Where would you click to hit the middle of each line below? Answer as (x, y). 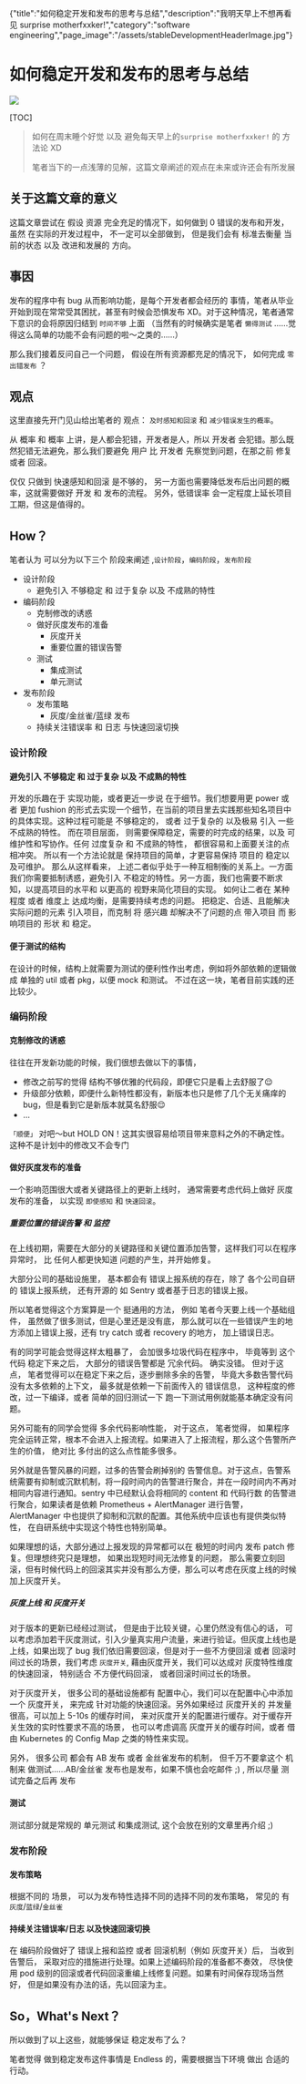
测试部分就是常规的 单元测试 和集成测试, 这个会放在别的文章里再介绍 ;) (142, 1824)
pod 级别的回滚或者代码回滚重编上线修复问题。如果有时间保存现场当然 (152, 1973)
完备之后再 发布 (46, 1781)
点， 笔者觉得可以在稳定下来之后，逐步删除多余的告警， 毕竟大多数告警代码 (151, 1374)
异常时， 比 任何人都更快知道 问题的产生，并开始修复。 (112, 1259)
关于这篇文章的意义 (63, 199)
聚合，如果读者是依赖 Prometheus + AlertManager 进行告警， (133, 1504)
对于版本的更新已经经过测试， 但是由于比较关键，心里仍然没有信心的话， (146, 1627)
